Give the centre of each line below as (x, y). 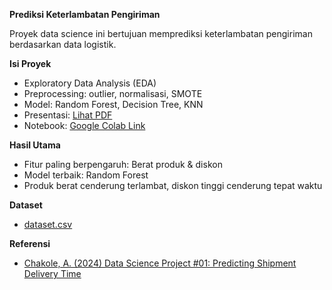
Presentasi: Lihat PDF (68, 115)
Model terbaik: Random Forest (86, 175)
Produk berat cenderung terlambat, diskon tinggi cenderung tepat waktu (173, 185)
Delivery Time (52, 273)
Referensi (30, 243)
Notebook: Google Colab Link (84, 125)
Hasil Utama (35, 145)
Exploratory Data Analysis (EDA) (90, 83)
